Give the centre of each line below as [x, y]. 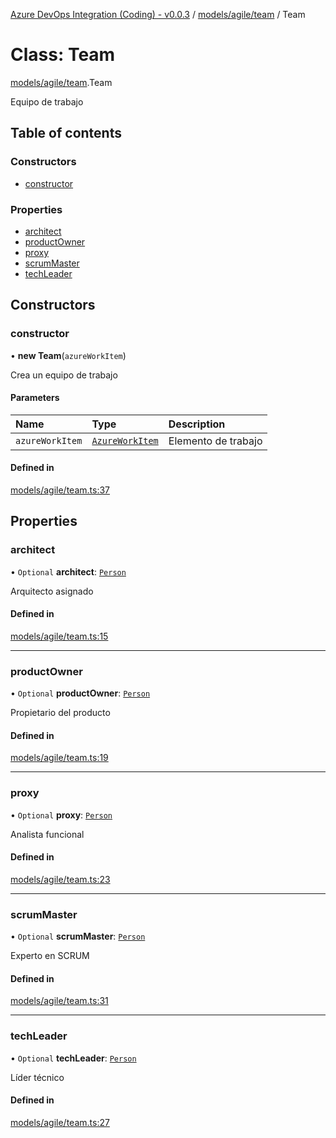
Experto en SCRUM [50, 956]
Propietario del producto [60, 713]
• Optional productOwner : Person [80, 693]
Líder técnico [37, 1077]
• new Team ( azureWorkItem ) [68, 355]
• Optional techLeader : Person [73, 1058]
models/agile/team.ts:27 [60, 1122]
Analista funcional [47, 834]
